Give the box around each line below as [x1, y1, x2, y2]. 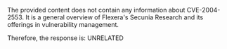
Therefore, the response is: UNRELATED [7, 34, 124, 42]
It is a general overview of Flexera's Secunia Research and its [25, 13, 204, 21]
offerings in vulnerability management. [7, 21, 119, 28]
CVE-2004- [186, 6, 221, 14]
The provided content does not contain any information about [7, 6, 186, 14]
